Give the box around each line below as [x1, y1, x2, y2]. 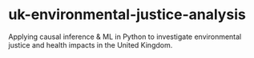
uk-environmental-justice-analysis [8, 6, 246, 24]
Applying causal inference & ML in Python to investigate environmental [8, 32, 242, 41]
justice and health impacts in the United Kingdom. [8, 40, 173, 49]
